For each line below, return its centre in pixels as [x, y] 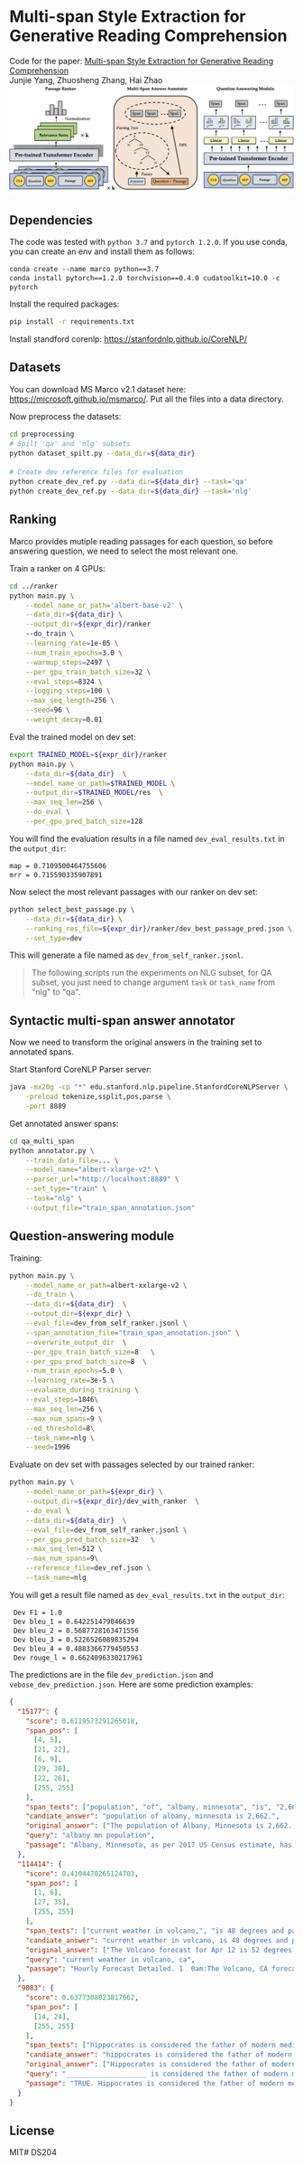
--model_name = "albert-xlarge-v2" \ [92, 1170]
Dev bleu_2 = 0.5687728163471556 [76, 1631]
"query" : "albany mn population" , [90, 1836]
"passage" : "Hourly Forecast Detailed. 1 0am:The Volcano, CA [147, 1969]
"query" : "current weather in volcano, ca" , [110, 1960]
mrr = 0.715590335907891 [56, 875]
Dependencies [51, 220]
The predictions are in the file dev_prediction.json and [111, 1674]
